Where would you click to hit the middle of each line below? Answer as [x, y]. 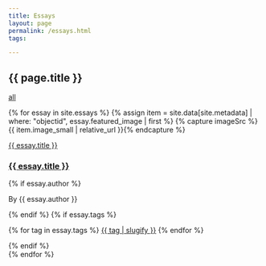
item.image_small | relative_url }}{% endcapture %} [101, 130]
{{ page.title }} [45, 78]
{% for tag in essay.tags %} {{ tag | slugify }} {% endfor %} [106, 231]
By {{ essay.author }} [43, 199]
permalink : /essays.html [50, 31]
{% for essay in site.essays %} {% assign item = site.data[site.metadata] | [131, 113]
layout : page [30, 23]
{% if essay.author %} [45, 184]
